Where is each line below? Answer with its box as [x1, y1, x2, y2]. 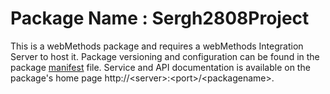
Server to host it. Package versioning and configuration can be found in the [10, 50, 320, 62]
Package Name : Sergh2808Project [10, 7, 310, 30]
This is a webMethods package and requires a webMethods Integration [10, 40, 304, 52]
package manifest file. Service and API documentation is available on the [10, 61, 311, 73]
